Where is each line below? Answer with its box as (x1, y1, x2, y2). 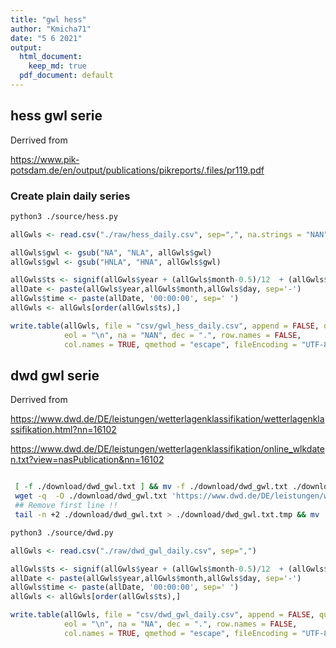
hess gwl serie (10, 107, 103, 125)
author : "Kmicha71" (10, 24, 92, 34)
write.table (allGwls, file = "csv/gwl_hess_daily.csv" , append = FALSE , (10, 321, 320, 331)
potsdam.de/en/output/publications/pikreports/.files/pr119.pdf (10, 164, 265, 176)
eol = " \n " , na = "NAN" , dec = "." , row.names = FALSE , (63, 330, 302, 340)
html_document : (19, 52, 83, 62)
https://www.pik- (10, 153, 80, 165)
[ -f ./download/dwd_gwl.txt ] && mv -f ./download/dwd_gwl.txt (14, 482, 288, 492)
